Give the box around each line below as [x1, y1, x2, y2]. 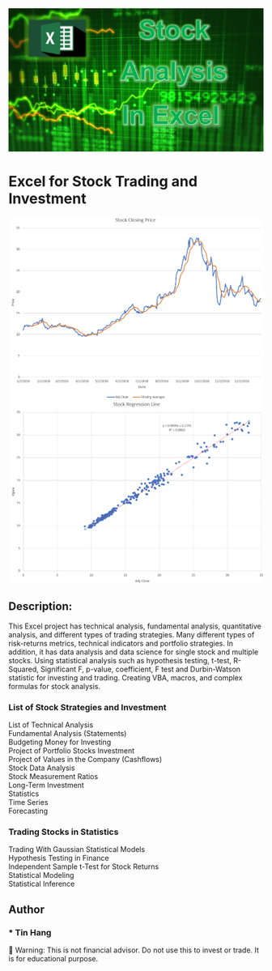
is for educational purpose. [8, 954, 99, 964]
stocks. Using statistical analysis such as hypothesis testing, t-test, [8, 655, 232, 665]
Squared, [8, 664, 39, 674]
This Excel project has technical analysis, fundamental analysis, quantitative [8, 621, 261, 631]
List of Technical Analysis [8, 720, 94, 730]
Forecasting [8, 806, 49, 816]
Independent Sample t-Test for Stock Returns [8, 862, 159, 871]
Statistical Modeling [8, 871, 74, 880]
